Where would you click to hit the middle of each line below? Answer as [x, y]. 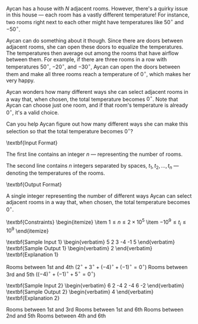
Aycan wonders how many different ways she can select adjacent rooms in [97, 91]
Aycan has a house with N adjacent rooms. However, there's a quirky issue [97, 9]
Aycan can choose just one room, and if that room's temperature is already [97, 105]
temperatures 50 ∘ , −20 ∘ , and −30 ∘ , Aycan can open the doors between [93, 66]
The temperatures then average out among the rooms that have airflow [92, 53]
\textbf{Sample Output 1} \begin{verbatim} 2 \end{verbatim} [79, 248]
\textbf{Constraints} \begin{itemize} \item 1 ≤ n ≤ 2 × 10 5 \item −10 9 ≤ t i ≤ [96, 222]
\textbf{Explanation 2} [33, 298]
